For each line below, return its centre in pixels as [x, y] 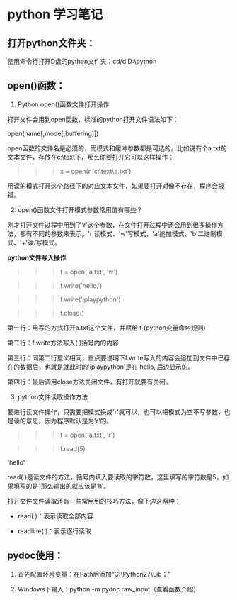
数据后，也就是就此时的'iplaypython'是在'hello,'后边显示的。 [107, 367]
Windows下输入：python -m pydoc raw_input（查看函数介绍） [109, 589]
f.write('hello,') [81, 285]
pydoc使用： [35, 556]
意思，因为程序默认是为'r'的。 [69, 421]
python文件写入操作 [37, 257]
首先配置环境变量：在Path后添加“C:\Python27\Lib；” [94, 574]
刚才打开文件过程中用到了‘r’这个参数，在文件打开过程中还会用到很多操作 [112, 225]
